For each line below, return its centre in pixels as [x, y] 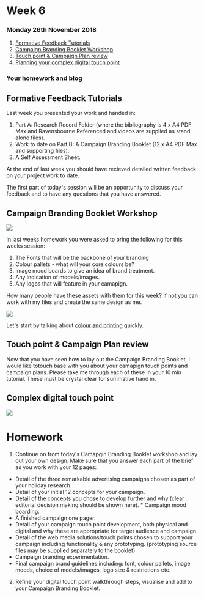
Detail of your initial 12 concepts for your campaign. [80, 492]
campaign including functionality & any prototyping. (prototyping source [106, 544]
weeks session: [26, 246]
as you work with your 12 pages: [56, 467]
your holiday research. [43, 485]
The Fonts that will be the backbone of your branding [82, 258]
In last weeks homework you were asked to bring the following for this [94, 240]
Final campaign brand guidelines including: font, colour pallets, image [103, 563]
